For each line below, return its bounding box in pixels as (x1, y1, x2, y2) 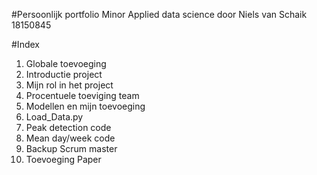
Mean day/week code (25, 132, 116, 144)
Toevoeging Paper (25, 154, 102, 165)
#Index (11, 39, 40, 50)
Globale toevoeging (25, 58, 107, 69)
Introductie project (25, 69, 103, 80)
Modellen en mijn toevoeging (25, 100, 146, 112)
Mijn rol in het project (25, 79, 114, 91)
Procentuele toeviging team (25, 90, 140, 101)
